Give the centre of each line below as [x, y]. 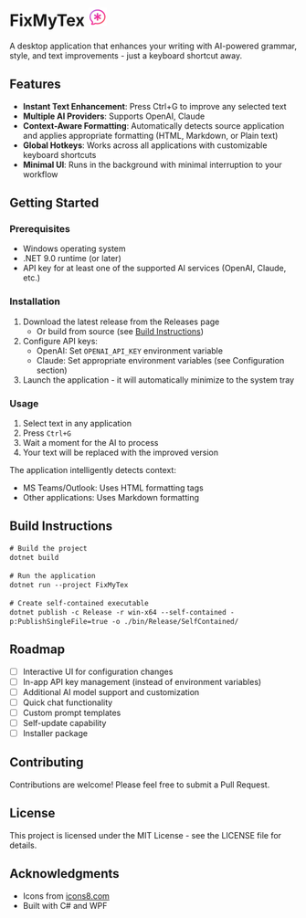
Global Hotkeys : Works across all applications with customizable [145, 145]
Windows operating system [74, 248]
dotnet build [34, 557]
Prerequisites [40, 229]
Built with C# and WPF [65, 905]
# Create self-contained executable [79, 603]
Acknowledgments [65, 874]
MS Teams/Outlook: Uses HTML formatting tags [113, 488]
